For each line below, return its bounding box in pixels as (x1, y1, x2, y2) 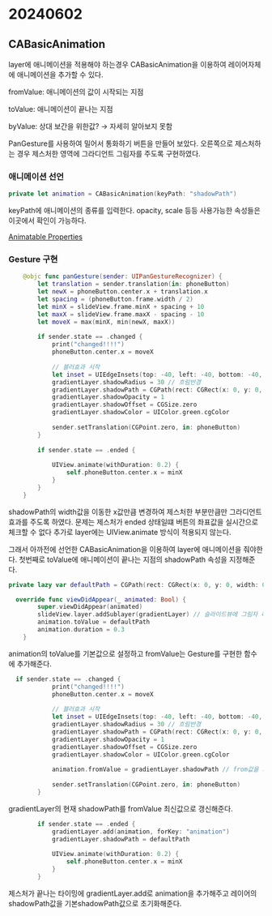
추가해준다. (16, 658, 53, 669)
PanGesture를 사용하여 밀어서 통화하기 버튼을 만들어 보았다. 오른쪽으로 (8, 139, 233, 148)
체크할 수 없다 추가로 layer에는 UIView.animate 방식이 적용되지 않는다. (8, 527, 232, 537)
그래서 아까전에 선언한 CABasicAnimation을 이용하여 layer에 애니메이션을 (8, 544, 242, 554)
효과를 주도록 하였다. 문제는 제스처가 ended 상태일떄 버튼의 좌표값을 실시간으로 (8, 516, 259, 527)
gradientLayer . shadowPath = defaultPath (51, 835, 190, 843)
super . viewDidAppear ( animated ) (37, 603, 143, 611)
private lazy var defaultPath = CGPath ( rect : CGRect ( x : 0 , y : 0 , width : (8, 580, 259, 589)
